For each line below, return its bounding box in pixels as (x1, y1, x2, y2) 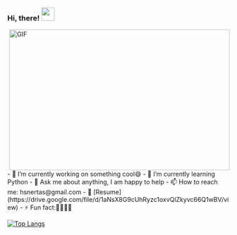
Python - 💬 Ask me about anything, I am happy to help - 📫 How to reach (7, 178, 218, 186)
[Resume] (93, 188, 122, 196)
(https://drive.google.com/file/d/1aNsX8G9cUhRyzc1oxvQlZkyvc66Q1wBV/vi (7, 196, 229, 204)
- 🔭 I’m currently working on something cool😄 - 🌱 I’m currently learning (7, 170, 215, 179)
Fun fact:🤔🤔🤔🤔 (30, 203, 73, 212)
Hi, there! (7, 13, 40, 23)
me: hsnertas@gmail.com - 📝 (7, 188, 92, 196)
